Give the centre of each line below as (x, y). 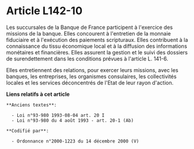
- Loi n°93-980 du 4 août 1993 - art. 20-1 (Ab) (73, 120)
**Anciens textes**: (32, 105)
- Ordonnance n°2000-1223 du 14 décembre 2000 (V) (75, 141)
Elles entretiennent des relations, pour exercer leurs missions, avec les (92, 70)
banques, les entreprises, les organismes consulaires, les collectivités (91, 76)
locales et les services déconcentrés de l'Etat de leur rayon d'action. (90, 82)
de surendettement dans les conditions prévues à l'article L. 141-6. (87, 59)
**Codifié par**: (28, 131)
